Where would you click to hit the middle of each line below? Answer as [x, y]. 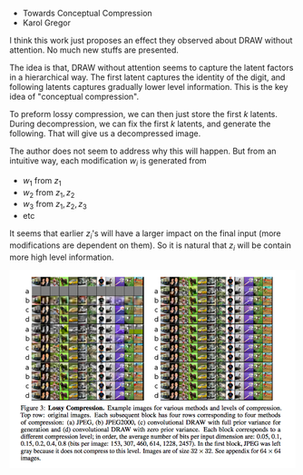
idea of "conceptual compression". [74, 96]
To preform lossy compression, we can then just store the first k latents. [144, 114]
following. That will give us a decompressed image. [105, 134]
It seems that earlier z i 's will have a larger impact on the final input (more [145, 234]
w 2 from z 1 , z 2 [49, 193]
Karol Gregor [46, 23]
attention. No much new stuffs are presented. [94, 50]
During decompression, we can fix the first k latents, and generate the [140, 124]
